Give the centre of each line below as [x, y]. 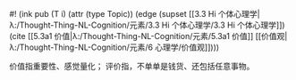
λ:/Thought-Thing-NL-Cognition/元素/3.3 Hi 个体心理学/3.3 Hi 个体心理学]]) [147, 25]
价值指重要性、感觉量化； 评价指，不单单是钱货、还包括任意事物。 [132, 66]
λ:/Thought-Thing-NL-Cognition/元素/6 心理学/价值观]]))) [114, 47]
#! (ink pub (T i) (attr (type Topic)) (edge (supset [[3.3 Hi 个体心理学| [135, 14]
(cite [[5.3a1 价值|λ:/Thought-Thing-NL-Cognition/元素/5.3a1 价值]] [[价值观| [148, 36]
